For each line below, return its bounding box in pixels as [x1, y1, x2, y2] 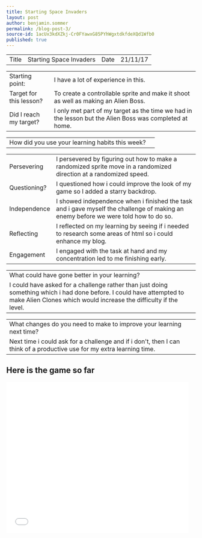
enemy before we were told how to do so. [56, 212, 173, 220]
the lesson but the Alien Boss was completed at [54, 114, 188, 122]
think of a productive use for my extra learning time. [9, 345, 155, 353]
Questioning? [9, 183, 47, 192]
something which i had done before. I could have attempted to [9, 288, 185, 296]
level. [9, 303, 25, 311]
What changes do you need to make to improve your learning [9, 320, 182, 328]
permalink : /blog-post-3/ [6, 25, 71, 32]
